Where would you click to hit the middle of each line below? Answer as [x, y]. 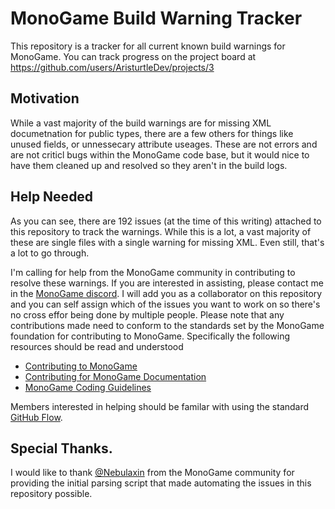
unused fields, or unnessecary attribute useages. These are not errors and [164, 144]
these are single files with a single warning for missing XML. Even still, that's [167, 242]
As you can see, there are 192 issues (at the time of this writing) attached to [166, 221]
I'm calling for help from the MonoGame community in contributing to [153, 272]
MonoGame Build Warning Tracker [156, 18]
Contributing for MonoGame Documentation [115, 376]
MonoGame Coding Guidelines [88, 387]
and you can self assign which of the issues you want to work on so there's [165, 304]
